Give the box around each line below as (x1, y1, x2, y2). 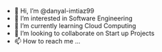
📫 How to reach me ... (14, 37, 81, 45)
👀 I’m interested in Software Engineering (14, 14, 133, 22)
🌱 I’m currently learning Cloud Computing (14, 22, 137, 30)
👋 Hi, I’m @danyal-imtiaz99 (14, 7, 95, 15)
